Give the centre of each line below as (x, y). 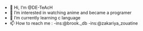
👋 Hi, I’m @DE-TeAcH (31, 8)
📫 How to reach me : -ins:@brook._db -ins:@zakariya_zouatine (74, 23)
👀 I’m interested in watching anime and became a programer (71, 13)
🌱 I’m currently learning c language (45, 18)
